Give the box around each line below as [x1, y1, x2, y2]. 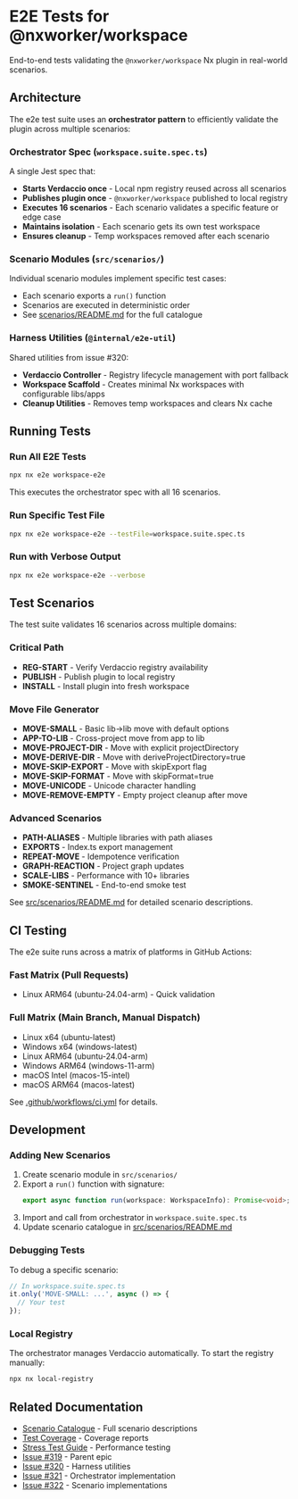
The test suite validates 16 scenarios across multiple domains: [9, 619, 237, 630]
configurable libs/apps [21, 388, 105, 399]
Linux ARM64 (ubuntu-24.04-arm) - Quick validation [21, 989, 216, 1000]
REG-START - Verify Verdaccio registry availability [21, 662, 209, 672]
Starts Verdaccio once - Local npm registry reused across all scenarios [21, 183, 287, 194]
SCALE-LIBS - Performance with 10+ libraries [21, 870, 190, 881]
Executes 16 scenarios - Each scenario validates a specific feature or [21, 203, 279, 213]
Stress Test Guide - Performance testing [21, 1442, 171, 1453]
